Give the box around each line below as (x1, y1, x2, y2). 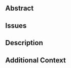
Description (5, 39, 43, 47)
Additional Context (5, 56, 66, 64)
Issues (5, 21, 27, 30)
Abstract (5, 4, 34, 13)
